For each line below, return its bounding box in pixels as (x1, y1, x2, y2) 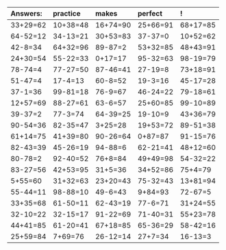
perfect (138, 9, 163, 18)
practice (53, 9, 81, 18)
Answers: (10, 9, 42, 18)
